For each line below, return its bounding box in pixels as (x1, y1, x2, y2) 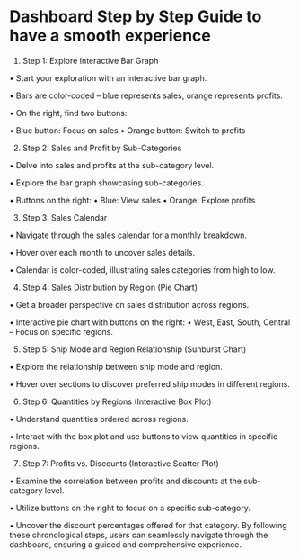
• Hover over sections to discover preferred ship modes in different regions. (9, 378, 290, 389)
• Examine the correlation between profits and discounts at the (9, 475, 242, 486)
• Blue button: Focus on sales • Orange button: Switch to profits (9, 124, 246, 136)
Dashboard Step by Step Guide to (9, 6, 262, 27)
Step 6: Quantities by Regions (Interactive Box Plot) (22, 396, 212, 407)
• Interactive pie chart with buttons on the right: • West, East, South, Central (9, 317, 291, 328)
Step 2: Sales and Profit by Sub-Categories (22, 142, 182, 153)
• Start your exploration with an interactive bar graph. (9, 72, 207, 83)
